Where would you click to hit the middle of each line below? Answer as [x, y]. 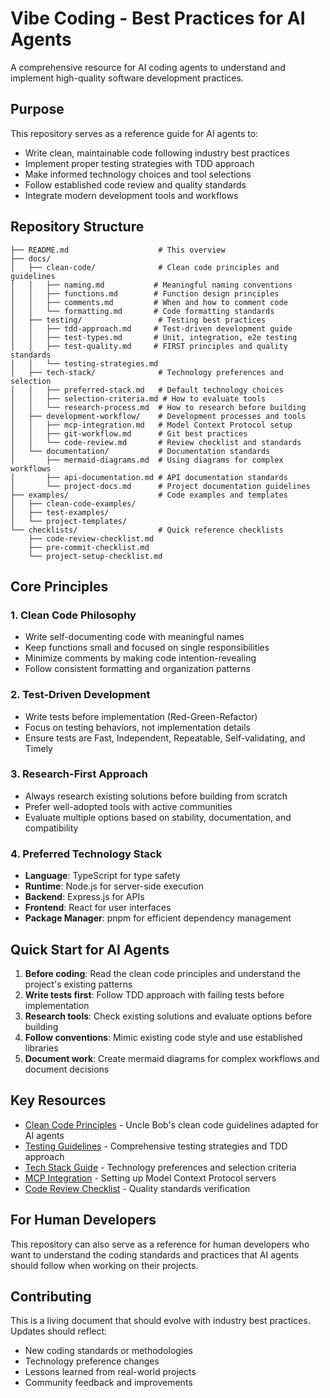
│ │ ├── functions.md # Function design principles [145, 293]
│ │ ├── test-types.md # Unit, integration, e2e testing [154, 337]
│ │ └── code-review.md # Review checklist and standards [156, 442]
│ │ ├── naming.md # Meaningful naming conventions [151, 285]
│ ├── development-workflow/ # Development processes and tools [158, 416]
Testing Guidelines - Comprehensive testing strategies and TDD [156, 1146]
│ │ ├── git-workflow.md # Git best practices [129, 433]
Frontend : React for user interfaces [98, 908]
